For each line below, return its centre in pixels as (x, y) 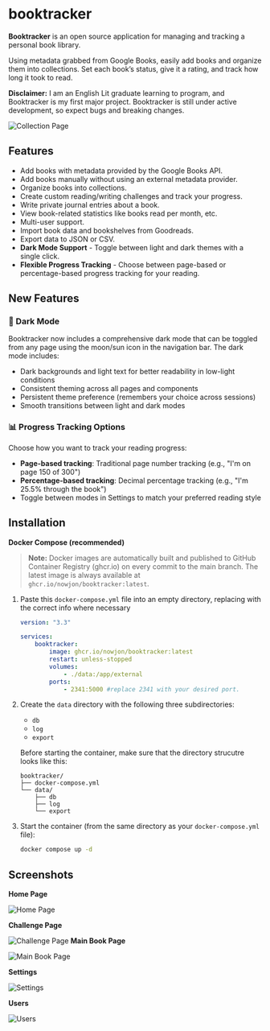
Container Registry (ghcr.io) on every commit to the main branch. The (143, 566)
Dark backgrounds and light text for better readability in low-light (127, 372)
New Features (44, 299)
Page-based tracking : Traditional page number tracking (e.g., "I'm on (135, 463)
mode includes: (34, 356)
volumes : (64, 666)
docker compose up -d (56, 850)
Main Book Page (98, 941)
